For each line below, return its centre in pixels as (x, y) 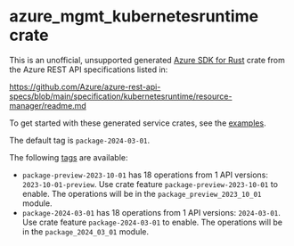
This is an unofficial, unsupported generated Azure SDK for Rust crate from (147, 60)
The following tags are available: (69, 157)
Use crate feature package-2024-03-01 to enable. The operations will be (152, 222)
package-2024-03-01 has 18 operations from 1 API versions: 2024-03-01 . (151, 212)
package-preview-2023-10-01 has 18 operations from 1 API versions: (145, 175)
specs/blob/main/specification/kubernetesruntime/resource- (121, 96)
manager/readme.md (48, 105)
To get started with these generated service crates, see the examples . (138, 123)
